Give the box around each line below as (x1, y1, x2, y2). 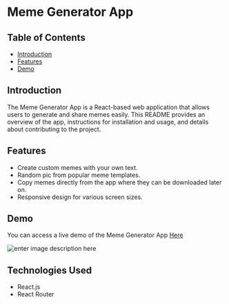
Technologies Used (7, 264, 92, 276)
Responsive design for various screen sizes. (17, 193, 143, 201)
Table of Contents (7, 32, 86, 44)
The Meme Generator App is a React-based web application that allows (7, 103, 210, 111)
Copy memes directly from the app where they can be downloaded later (17, 178, 222, 187)
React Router (17, 290, 54, 298)
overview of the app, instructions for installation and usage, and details (7, 117, 209, 126)
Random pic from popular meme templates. (17, 171, 141, 179)
